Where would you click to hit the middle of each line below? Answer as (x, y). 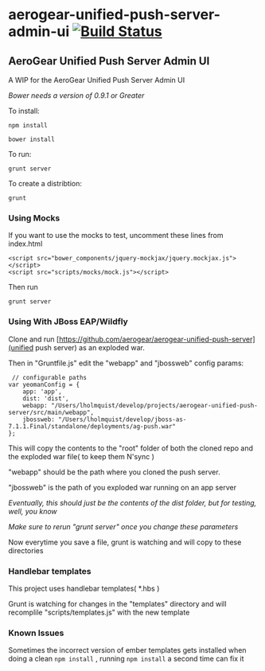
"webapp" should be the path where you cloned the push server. (114, 472)
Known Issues (36, 633)
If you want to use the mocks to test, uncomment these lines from (116, 236)
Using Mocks (34, 218)
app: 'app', (42, 392)
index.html (25, 244)
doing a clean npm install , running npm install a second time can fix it (126, 659)
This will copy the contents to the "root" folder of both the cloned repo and (131, 448)
